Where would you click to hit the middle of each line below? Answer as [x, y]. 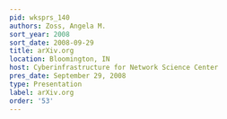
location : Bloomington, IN [60, 59]
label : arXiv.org [42, 92]
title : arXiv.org [42, 51]
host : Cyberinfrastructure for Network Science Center [114, 68]
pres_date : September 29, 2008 [68, 76]
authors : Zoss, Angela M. [57, 26]
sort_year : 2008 [39, 34]
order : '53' [31, 101]
